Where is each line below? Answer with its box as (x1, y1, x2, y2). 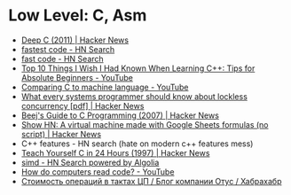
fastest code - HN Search (20, 43, 115, 54)
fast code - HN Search (20, 53, 104, 64)
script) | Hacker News (20, 129, 102, 139)
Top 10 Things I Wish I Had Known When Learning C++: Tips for (20, 63, 256, 74)
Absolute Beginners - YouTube (20, 72, 134, 82)
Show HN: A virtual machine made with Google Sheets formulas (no (20, 119, 269, 129)
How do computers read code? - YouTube (20, 166, 175, 177)
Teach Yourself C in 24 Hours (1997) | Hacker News (20, 147, 210, 158)
